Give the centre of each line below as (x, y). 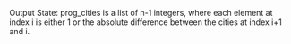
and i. (20, 31)
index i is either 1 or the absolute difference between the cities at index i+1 (145, 22)
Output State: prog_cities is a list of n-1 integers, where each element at (141, 13)
